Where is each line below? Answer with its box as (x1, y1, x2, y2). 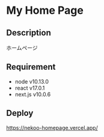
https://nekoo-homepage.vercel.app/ (6, 124, 98, 131)
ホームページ (6, 44, 38, 51)
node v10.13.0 (14, 78, 49, 85)
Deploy (6, 108, 34, 118)
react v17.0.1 (14, 84, 45, 91)
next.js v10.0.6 (14, 91, 51, 98)
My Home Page (6, 4, 84, 17)
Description (6, 28, 51, 38)
